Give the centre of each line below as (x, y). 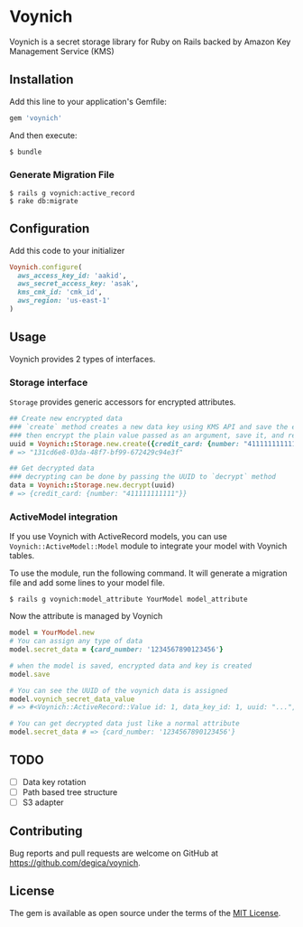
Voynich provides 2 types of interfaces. (83, 359)
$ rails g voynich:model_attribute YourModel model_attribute (129, 599)
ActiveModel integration (64, 517)
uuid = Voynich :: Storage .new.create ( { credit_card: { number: (125, 444)
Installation (41, 80)
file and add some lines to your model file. (87, 583)
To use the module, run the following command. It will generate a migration (148, 573)
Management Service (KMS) (62, 51)
